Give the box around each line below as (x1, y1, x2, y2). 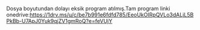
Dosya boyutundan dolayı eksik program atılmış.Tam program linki (6, 5, 170, 12)
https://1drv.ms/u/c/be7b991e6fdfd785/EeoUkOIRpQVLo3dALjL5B (30, 11, 194, 18)
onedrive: (6, 11, 30, 18)
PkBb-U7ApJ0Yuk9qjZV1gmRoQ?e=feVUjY (6, 18, 113, 24)
